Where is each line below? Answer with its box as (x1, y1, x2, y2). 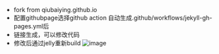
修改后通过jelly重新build (13, 39, 81, 47)
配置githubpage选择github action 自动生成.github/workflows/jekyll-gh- (13, 13, 213, 22)
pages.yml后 (13, 22, 50, 30)
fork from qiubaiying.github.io (13, 6, 98, 13)
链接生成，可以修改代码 (13, 30, 80, 38)
